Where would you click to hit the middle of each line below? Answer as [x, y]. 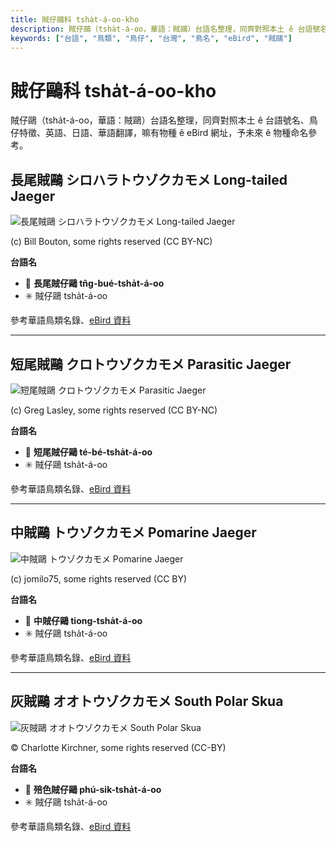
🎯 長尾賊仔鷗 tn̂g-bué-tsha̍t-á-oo [94, 283]
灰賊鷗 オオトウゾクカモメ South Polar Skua [147, 701]
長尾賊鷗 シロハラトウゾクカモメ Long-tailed [149, 179]
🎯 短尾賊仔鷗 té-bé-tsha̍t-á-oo [88, 452]
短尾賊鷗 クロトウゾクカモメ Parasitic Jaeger [151, 364]
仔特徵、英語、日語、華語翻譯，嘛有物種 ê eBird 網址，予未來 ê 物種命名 [159, 133]
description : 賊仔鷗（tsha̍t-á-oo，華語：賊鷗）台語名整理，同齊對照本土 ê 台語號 [165, 29]
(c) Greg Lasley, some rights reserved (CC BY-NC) [114, 410]
